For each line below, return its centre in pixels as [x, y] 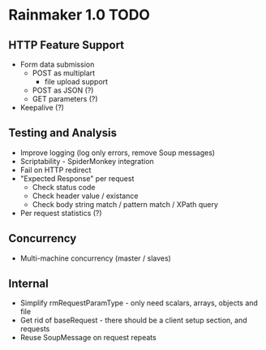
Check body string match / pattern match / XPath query [125, 204]
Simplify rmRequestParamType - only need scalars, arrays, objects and [139, 303]
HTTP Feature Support [66, 45]
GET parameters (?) [65, 99]
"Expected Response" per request [77, 178]
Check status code [64, 187]
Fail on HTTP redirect [56, 170]
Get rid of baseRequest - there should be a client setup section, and [133, 320]
